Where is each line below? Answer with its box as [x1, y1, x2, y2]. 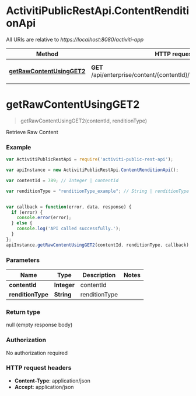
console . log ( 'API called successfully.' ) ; [16, 226, 121, 232]
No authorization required [6, 349, 68, 356]
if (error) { [11, 209, 43, 215]
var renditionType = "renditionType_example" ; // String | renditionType [6, 188, 190, 194]
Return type [6, 308, 41, 316]
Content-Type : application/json [14, 377, 90, 384]
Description [82, 271, 116, 279]
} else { [11, 220, 33, 226]
